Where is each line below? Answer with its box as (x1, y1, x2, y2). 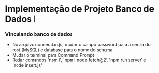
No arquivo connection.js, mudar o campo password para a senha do (12, 42, 151, 48)
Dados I (5, 14, 36, 25)
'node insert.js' (12, 62, 42, 68)
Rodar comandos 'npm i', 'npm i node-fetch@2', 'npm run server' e (12, 57, 146, 63)
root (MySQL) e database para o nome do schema (12, 47, 113, 53)
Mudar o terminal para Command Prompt (12, 52, 95, 58)
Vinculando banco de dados (5, 31, 73, 38)
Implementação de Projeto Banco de (5, 3, 155, 15)
